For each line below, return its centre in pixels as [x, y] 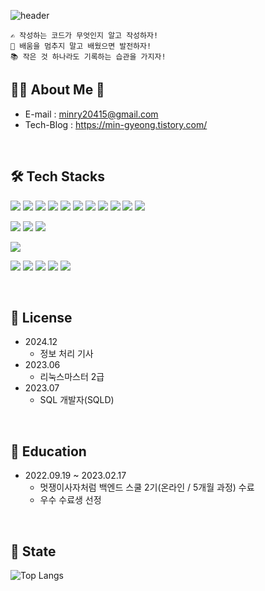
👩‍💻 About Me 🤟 [57, 90]
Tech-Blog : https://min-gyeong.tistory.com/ [116, 124]
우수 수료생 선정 [70, 500]
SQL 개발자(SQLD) [77, 400]
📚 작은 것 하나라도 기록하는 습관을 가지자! [88, 57]
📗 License [41, 318]
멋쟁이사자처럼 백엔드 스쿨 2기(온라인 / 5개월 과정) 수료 [147, 487]
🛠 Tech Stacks [57, 176]
